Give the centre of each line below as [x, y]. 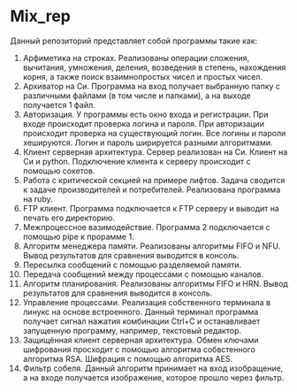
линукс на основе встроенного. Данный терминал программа [141, 311]
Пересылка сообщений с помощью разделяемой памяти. [132, 265]
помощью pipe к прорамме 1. [79, 236]
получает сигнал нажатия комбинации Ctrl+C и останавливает [141, 321]
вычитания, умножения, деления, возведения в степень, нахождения [154, 67]
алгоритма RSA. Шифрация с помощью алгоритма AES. [128, 358]
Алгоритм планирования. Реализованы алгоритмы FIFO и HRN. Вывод [155, 283]
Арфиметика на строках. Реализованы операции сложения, [136, 58]
